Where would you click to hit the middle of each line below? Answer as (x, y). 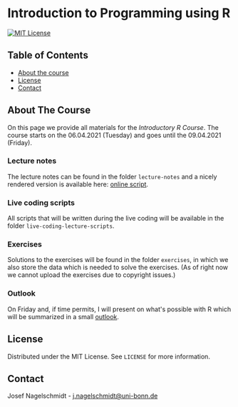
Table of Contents (48, 55)
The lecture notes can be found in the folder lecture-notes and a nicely (112, 176)
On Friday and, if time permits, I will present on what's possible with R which (119, 309)
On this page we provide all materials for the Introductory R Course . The (113, 127)
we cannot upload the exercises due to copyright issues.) (92, 275)
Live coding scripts (41, 203)
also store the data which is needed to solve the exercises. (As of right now (118, 267)
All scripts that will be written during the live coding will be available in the (116, 218)
